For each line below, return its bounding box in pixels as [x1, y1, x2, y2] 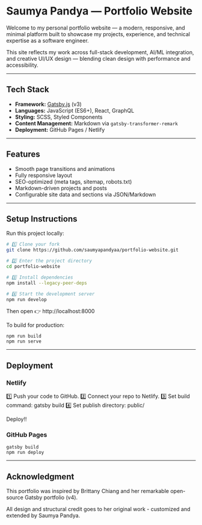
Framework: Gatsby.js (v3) [14, 101, 82, 108]
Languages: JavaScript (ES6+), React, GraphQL [14, 107, 135, 114]
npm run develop [6, 296, 47, 302]
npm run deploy [6, 450, 44, 456]
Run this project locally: [6, 230, 64, 237]
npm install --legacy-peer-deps [6, 280, 87, 286]
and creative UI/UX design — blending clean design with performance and [6, 55, 191, 62]
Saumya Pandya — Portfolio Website [6, 4, 193, 18]
